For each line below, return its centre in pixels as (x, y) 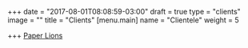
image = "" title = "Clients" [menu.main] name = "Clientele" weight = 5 (123, 20)
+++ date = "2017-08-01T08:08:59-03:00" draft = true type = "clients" (124, 12)
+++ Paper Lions (35, 36)
